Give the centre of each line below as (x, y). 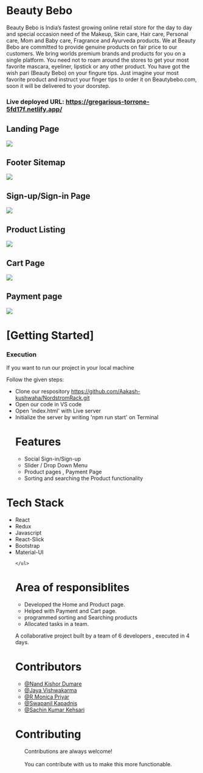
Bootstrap (27, 546)
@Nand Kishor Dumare (53, 683)
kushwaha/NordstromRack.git (52, 398)
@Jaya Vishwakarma (50, 690)
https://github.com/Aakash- (106, 392)
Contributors (48, 667)
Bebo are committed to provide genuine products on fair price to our (92, 47)
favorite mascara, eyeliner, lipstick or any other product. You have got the (98, 66)
